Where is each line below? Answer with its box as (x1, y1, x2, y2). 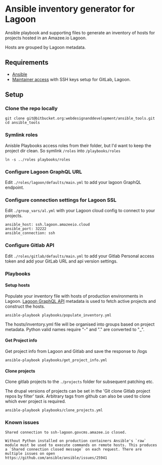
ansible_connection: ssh (5, 231, 55, 236)
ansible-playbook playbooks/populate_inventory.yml (5, 313, 112, 317)
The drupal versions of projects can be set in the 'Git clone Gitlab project (5, 388, 150, 394)
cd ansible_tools (5, 120, 40, 125)
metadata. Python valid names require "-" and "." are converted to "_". (5, 326, 145, 332)
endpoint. (5, 184, 24, 190)
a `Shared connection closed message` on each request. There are (5, 447, 142, 452)
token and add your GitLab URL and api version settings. (5, 258, 118, 264)
